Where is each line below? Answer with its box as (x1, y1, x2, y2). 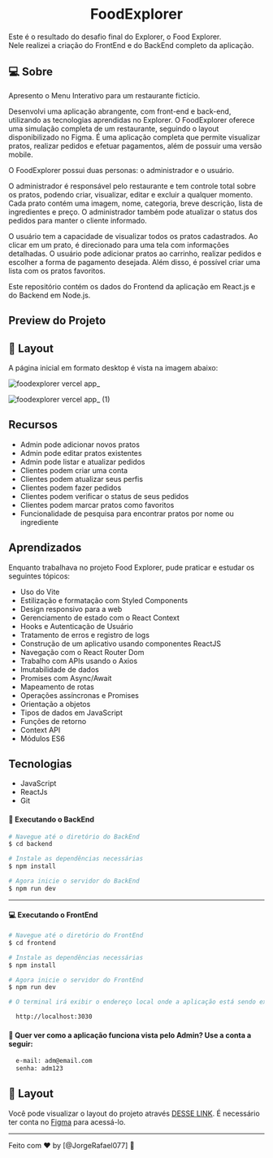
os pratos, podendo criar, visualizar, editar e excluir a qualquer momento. (8, 189, 253, 199)
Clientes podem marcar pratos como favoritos (19, 500, 175, 510)
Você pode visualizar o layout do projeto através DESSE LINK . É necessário (8, 1108, 260, 1118)
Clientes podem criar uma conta (19, 465, 128, 475)
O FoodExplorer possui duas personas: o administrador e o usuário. (8, 165, 235, 175)
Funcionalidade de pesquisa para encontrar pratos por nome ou (19, 509, 234, 518)
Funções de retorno (19, 716, 87, 726)
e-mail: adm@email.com (15, 1057, 93, 1065)
